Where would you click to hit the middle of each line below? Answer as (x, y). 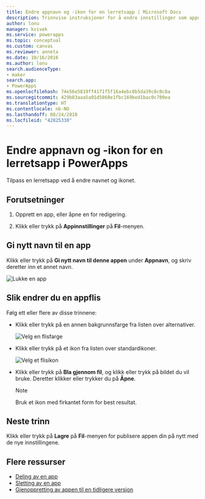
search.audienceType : (34, 69)
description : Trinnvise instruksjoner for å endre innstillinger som (97, 18)
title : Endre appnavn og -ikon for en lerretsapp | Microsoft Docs (94, 12)
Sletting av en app (38, 483)
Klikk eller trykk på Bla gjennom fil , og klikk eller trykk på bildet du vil (102, 372)
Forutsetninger (35, 200)
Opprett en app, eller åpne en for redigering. (71, 214)
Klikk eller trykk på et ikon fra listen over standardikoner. (86, 348)
